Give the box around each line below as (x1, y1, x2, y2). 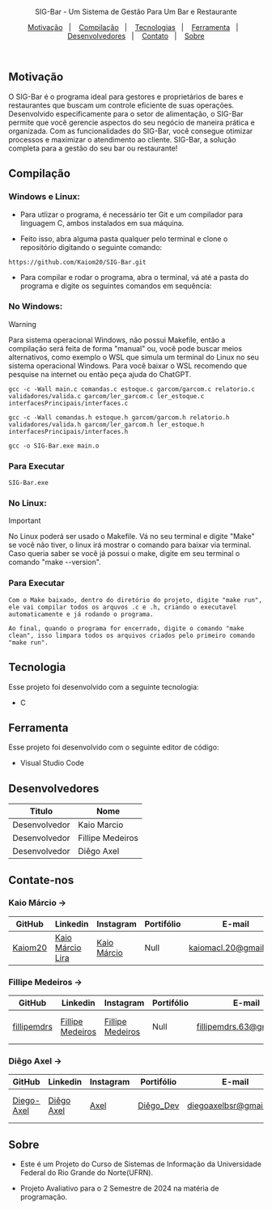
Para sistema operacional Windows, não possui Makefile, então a (8, 335, 226, 345)
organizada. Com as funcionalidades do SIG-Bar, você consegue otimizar (8, 125, 253, 136)
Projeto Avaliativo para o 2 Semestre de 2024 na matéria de (19, 1183, 220, 1193)
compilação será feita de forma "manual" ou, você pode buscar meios (8, 343, 243, 353)
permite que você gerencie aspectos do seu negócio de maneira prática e (8, 117, 255, 127)
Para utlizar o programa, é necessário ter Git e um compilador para (19, 210, 244, 219)
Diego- (12, 1095, 40, 1106)
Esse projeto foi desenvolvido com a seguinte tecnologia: (8, 681, 200, 691)
